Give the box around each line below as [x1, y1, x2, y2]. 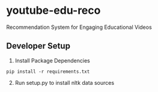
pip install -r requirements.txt [6, 69, 90, 75]
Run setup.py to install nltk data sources [14, 79, 115, 86]
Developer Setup [6, 41, 71, 51]
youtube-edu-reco [6, 4, 101, 17]
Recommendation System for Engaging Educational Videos [6, 23, 152, 31]
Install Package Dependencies [14, 57, 90, 64]
